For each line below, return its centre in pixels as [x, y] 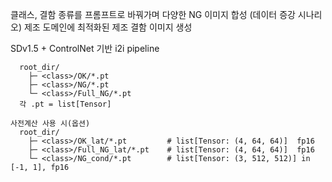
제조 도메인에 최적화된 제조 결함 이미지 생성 [108, 27]
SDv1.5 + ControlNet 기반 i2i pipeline [85, 48]
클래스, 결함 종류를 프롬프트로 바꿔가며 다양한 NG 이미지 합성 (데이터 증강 [153, 14]
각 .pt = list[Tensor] [65, 104]
